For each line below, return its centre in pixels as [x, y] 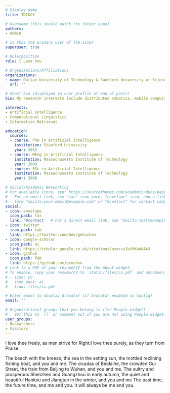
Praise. [13, 348]
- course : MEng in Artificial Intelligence [56, 155]
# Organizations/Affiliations [37, 70]
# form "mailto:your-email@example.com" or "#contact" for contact [80, 201]
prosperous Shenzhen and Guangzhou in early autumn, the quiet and [77, 375]
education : [17, 131]
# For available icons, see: [36, 192]
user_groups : [19, 319]
